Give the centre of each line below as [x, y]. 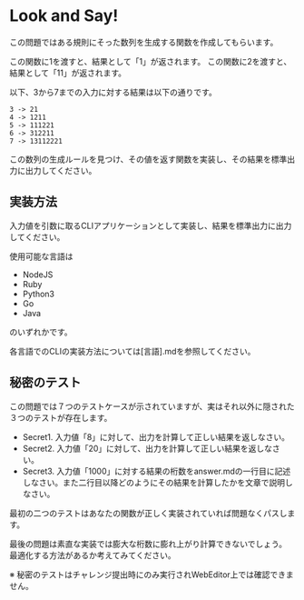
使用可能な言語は [41, 256]
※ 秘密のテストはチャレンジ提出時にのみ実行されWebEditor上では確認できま [152, 575]
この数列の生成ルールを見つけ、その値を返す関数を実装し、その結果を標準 [148, 159]
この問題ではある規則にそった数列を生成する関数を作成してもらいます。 [144, 42]
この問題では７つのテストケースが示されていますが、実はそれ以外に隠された [152, 406]
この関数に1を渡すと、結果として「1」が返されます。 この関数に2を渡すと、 [151, 61]
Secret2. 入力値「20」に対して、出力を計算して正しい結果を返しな [147, 448]
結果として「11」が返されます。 [68, 73]
